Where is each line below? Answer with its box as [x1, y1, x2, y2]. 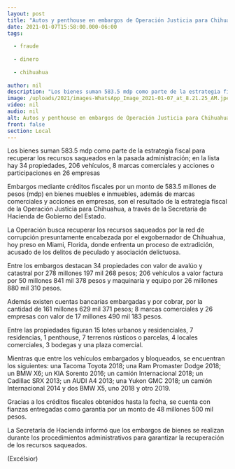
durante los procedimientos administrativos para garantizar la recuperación [7, 433, 225, 442]
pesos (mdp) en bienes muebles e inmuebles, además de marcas [7, 190, 195, 198]
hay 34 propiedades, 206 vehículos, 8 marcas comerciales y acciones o [7, 162, 215, 170]
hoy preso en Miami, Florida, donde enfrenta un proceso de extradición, [7, 241, 215, 249]
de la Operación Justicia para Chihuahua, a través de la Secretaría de [7, 204, 208, 213]
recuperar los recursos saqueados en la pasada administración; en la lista [7, 154, 220, 162]
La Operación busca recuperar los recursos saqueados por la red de [7, 225, 205, 234]
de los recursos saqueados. [7, 441, 87, 449]
